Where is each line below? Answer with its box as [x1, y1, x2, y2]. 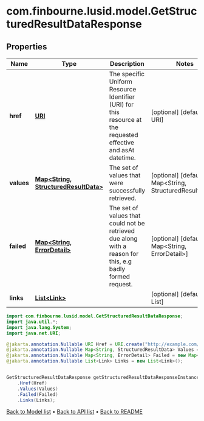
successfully [109, 186, 146, 194]
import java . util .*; [6, 319, 59, 325]
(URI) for [109, 101, 134, 108]
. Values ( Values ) [17, 386, 59, 392]
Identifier [109, 93, 135, 101]
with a [109, 242, 126, 250]
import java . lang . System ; [6, 324, 72, 330]
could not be [109, 219, 145, 227]
